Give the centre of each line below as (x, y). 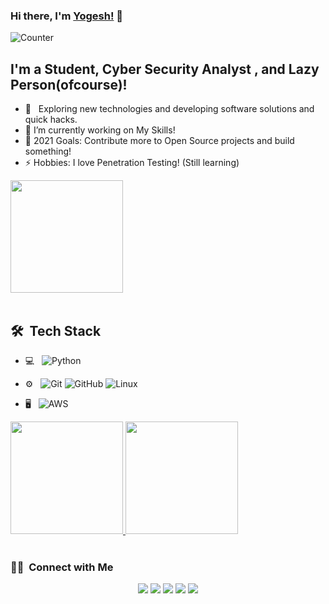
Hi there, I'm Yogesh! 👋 (67, 16)
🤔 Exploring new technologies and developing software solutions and (169, 109)
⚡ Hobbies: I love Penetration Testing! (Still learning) (132, 163)
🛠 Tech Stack (56, 330)
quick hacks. (51, 120)
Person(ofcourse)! (69, 84)
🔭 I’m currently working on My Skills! (100, 130)
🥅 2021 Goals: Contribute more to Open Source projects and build (159, 141)
